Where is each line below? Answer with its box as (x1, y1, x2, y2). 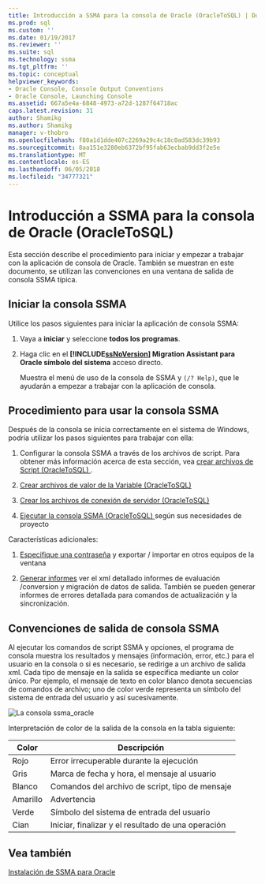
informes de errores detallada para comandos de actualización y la (19, 591, 237, 600)
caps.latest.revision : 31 (8, 107, 93, 115)
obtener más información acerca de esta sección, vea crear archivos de (19, 457, 254, 466)
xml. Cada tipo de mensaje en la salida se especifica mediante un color (8, 668, 239, 677)
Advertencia (50, 794, 96, 805)
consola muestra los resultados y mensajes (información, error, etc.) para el (8, 651, 255, 661)
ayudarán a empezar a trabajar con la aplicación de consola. (19, 381, 216, 390)
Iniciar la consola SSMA (8, 297, 127, 311)
